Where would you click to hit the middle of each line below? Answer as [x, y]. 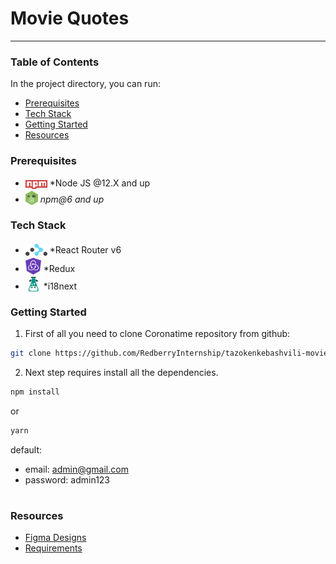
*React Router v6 [85, 250]
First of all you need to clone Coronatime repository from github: [157, 333]
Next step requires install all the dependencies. [121, 372]
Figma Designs [55, 538]
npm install [35, 392]
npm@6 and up [72, 199]
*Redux [59, 268]
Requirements [53, 548]
